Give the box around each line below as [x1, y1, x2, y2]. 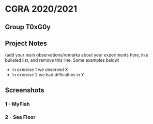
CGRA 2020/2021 [5, 3, 77, 15]
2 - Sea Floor [5, 113, 36, 120]
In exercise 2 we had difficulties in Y [12, 72, 85, 78]
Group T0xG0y [5, 23, 51, 31]
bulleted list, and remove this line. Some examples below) [5, 57, 120, 63]
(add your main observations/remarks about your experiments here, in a [5, 52, 149, 58]
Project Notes [5, 39, 47, 47]
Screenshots [5, 86, 45, 94]
